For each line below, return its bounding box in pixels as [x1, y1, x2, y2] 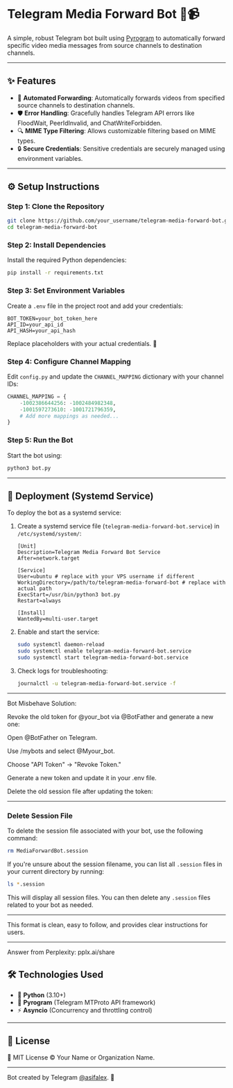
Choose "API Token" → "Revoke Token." [7, 760, 121, 768]
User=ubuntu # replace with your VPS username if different [17, 573, 195, 580]
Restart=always [17, 598, 62, 605]
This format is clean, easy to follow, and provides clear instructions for [7, 920, 208, 929]
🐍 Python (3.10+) [17, 990, 66, 999]
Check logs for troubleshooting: [17, 666, 108, 675]
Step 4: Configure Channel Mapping [7, 356, 132, 366]
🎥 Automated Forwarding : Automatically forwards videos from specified [17, 94, 225, 102]
